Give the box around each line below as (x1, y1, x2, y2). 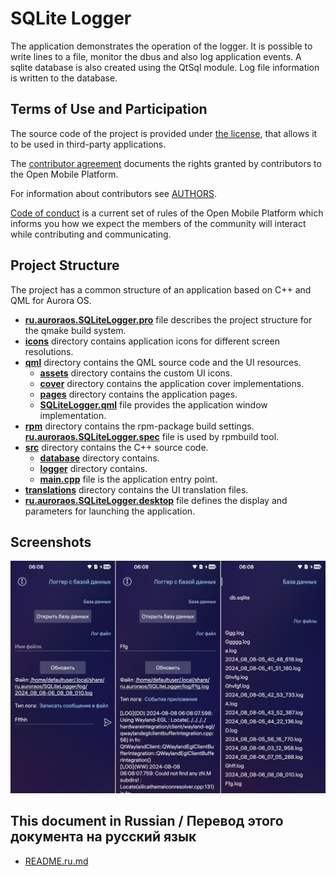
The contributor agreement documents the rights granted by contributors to (10, 157, 322, 169)
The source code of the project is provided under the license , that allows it (10, 127, 318, 139)
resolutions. (24, 345, 74, 357)
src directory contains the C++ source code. (24, 441, 209, 453)
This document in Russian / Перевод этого (10, 813, 284, 830)
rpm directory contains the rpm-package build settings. (24, 420, 255, 432)
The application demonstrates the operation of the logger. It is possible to (10, 40, 313, 52)
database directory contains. (39, 452, 160, 464)
